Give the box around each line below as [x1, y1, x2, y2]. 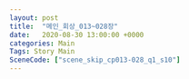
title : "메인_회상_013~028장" [9, 22, 118, 31]
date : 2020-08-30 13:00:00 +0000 [9, 30, 144, 39]
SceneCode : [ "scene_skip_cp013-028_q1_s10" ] [9, 55, 181, 64]
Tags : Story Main [9, 47, 75, 56]
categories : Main [9, 38, 75, 48]
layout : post [9, 13, 59, 23]
